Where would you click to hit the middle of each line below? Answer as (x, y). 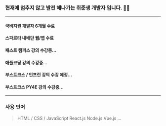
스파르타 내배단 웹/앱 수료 (30, 38)
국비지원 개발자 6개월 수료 (30, 26)
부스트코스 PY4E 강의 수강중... (35, 87)
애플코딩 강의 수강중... (26, 62)
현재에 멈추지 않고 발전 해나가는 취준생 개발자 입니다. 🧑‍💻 (67, 7)
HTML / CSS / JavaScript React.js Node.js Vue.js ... (69, 118)
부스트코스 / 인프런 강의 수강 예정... (39, 75)
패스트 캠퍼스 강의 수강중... (31, 50)
